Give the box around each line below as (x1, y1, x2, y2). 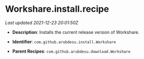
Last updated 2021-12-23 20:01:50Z (5, 20, 78, 26)
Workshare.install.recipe (5, 3, 109, 15)
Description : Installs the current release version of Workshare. (12, 29, 140, 35)
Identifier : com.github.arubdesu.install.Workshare (12, 38, 116, 45)
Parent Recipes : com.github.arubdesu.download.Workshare (12, 48, 131, 54)
